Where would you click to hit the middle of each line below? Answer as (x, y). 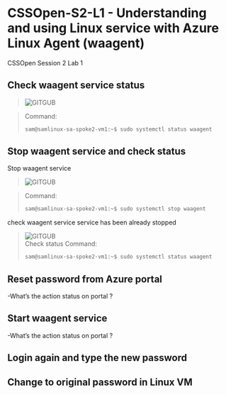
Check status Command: (61, 244)
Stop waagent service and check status (97, 152)
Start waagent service (57, 319)
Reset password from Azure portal (85, 279)
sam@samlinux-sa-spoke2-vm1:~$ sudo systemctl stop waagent (115, 209)
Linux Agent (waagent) (76, 43)
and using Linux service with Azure (113, 28)
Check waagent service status (76, 86)
